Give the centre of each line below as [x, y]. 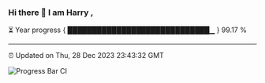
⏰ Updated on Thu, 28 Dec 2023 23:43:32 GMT [86, 56]
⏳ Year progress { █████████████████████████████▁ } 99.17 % [127, 30]
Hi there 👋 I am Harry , [51, 13]
